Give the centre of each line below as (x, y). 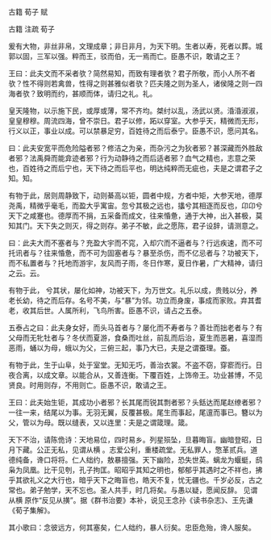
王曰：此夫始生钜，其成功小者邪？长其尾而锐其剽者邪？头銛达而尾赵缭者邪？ (135, 402)
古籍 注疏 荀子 (31, 29)
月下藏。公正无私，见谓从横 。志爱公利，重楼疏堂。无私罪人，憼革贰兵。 (129, 450)
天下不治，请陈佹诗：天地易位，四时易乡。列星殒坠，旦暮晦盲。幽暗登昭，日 (135, 440)
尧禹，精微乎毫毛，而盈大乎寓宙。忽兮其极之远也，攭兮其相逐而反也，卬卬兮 (135, 205)
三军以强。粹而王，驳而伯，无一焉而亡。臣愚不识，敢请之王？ (139, 56)
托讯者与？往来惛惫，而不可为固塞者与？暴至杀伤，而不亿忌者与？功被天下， (135, 253)
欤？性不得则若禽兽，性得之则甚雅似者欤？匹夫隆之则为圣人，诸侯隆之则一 (132, 84)
